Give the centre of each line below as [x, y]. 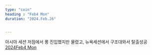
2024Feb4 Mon [21, 48]
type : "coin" [19, 10]
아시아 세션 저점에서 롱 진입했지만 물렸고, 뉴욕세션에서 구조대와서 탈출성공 [76, 42]
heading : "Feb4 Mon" [27, 14]
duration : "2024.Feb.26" [31, 19]
